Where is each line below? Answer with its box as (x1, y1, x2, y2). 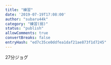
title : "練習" (5, 7, 34, 12)
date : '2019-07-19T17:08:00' (5, 12, 66, 17)
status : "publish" (5, 26, 44, 31)
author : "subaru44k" (5, 16, 49, 21)
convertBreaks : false (5, 35, 51, 40)
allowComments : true (5, 30, 49, 35)
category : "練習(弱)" (5, 21, 48, 26)
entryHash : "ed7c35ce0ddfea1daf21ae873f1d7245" (5, 40, 107, 45)
